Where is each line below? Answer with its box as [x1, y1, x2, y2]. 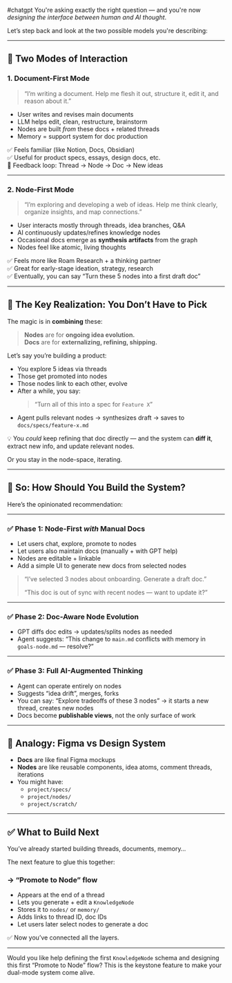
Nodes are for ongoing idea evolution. [23, 331, 135, 339]
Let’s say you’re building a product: [7, 351, 107, 360]
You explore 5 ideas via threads [17, 364, 107, 373]
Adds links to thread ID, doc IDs [17, 913, 107, 921]
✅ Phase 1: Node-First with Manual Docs [7, 524, 146, 534]
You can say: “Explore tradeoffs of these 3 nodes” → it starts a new [17, 697, 209, 705]
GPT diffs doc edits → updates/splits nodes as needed [17, 627, 173, 636]
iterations [17, 770, 44, 779]
